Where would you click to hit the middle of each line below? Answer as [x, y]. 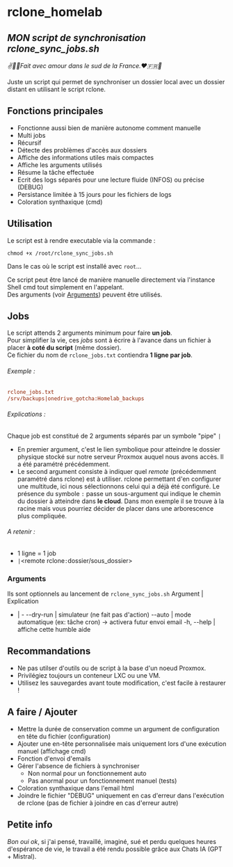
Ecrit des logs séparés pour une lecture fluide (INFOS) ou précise [111, 180]
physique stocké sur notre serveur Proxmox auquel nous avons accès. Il [120, 456]
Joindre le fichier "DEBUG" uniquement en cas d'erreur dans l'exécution [121, 795]
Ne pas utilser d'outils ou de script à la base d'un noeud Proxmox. [112, 668]
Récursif [29, 143]
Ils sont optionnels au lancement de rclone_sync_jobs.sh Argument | [105, 594]
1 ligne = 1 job [37, 553]
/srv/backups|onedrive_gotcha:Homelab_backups [76, 398]
